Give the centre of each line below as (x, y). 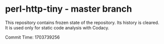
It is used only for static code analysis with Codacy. (57, 27)
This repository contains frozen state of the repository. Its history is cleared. (82, 22)
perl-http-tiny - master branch (68, 9)
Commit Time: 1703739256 (33, 37)
